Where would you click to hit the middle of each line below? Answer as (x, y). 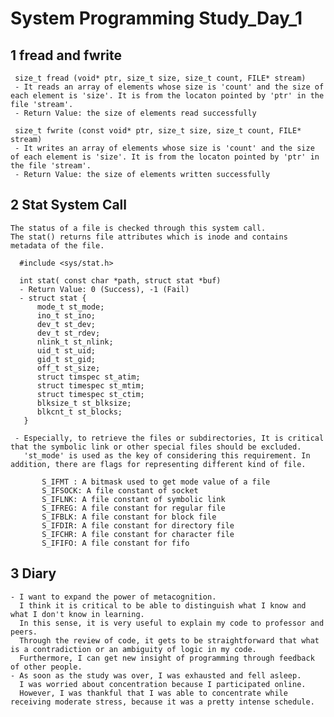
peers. (24, 632)
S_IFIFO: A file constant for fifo (115, 543)
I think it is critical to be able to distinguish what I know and (163, 605)
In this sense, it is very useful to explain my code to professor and (172, 623)
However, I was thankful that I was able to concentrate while (153, 693)
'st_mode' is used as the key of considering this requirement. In (167, 455)
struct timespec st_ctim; (90, 394)
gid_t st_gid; (66, 359)
